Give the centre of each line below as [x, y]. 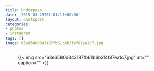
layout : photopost [25, 19]
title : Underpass [24, 10]
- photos [14, 29]
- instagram [18, 33]
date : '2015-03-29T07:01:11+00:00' [43, 15]
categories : [18, 24]
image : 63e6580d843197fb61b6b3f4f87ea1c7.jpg [54, 43]
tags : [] [14, 39]
